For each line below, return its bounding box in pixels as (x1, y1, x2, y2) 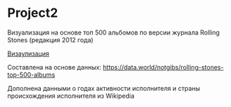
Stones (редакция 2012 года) (7, 35, 94, 44)
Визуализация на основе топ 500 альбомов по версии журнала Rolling (7, 28, 220, 37)
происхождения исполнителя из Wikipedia (7, 92, 135, 100)
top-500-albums (7, 70, 56, 79)
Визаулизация (7, 49, 49, 58)
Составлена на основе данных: (7, 63, 102, 71)
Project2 (7, 5, 58, 21)
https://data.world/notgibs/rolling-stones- (103, 63, 224, 71)
